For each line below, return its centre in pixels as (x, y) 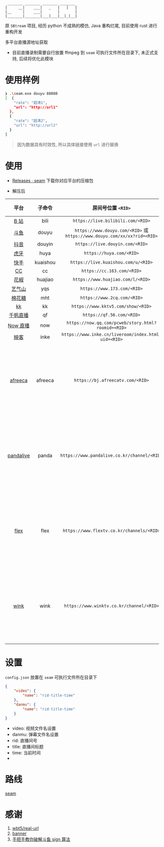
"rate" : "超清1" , (31, 103)
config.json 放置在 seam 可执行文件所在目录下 (51, 677)
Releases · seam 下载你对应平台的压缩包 (53, 180)
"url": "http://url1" (36, 107)
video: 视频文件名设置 (34, 728)
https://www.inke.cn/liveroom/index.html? (112, 334)
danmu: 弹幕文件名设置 (35, 734)
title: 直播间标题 (28, 746)
